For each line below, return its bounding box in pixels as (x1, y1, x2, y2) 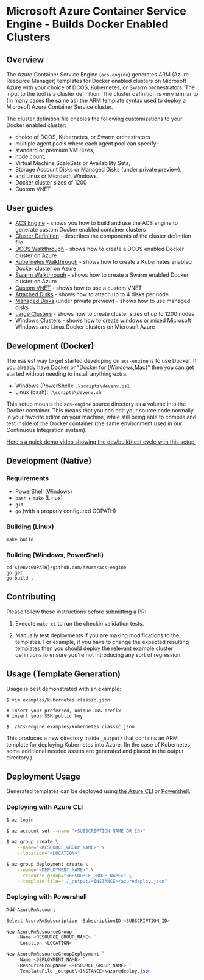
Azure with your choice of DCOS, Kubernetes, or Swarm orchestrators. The (6, 84, 195, 91)
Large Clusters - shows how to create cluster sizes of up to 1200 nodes (15, 310, 195, 317)
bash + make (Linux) (15, 494, 63, 502)
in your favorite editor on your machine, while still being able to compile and (6, 413, 197, 420)
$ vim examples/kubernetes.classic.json (6, 697, 111, 703)
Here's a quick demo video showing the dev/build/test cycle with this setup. (6, 438, 197, 445)
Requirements (6, 474, 49, 482)
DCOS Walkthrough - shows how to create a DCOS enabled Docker (15, 245, 185, 252)
